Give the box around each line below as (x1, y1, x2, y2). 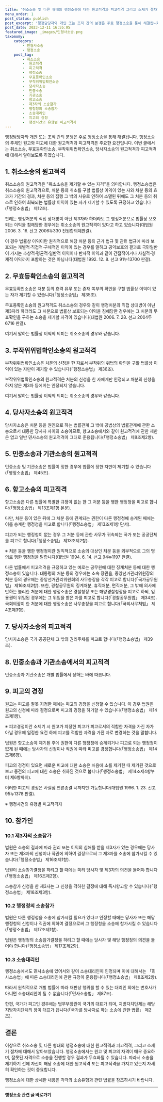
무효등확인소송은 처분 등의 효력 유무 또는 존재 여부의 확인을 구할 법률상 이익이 (5, 286, 151, 292)
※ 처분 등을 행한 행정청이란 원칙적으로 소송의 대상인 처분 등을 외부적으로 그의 (5, 548, 150, 554)
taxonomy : (5, 34, 25, 39)
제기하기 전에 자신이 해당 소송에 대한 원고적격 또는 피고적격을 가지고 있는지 (5, 1060, 147, 1066)
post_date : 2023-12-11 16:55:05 (5, 25, 70, 30)
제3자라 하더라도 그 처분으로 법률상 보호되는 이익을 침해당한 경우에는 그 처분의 (5, 308, 153, 314)
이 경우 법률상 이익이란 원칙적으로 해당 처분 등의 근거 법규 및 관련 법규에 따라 (5, 238, 150, 244)
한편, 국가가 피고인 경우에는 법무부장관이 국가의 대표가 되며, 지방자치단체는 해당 (5, 1001, 155, 1007)
